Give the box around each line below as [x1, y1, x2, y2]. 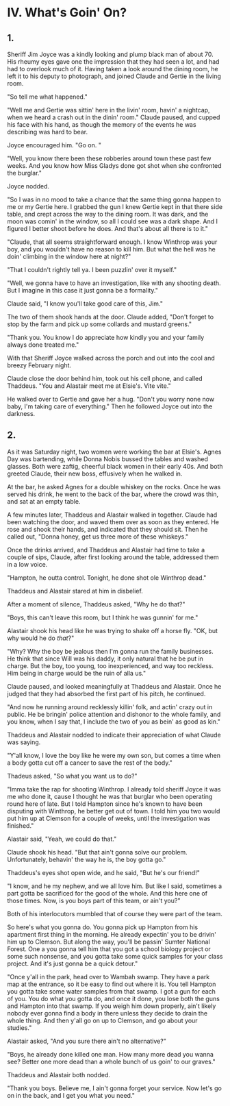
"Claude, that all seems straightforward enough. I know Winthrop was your [7, 238, 218, 246]
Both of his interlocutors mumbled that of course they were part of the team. [7, 909, 222, 918]
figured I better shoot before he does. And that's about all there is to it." [7, 225, 209, 232]
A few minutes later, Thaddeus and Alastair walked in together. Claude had [7, 511, 218, 519]
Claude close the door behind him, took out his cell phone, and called [7, 375, 203, 382]
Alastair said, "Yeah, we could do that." [7, 835, 117, 843]
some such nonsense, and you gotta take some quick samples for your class [7, 952, 223, 960]
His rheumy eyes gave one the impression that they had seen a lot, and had [7, 58, 220, 66]
